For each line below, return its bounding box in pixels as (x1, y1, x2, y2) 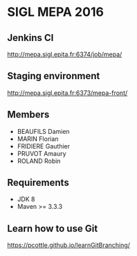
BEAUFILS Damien (17, 127, 71, 135)
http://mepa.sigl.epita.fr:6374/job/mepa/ (7, 50, 122, 58)
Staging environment (7, 70, 100, 82)
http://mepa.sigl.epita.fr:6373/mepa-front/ (7, 88, 128, 97)
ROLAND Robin (17, 157, 61, 165)
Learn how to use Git (7, 223, 98, 234)
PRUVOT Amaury (17, 149, 67, 157)
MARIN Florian (17, 135, 59, 143)
